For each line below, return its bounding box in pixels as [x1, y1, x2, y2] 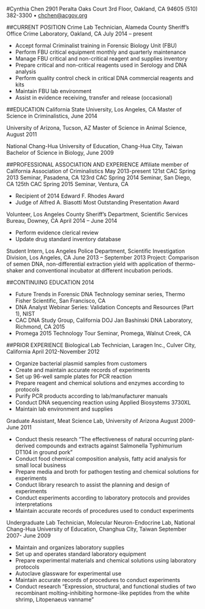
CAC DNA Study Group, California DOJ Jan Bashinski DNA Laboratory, [15, 316, 193, 324]
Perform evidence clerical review [15, 229, 99, 236]
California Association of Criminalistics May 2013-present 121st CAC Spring [6, 168, 196, 174]
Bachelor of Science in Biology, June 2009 [6, 149, 114, 156]
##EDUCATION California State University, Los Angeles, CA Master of [6, 106, 182, 113]
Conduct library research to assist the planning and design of [15, 481, 170, 488]
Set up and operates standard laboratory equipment [15, 550, 146, 558]
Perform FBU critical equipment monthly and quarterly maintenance [15, 48, 187, 56]
